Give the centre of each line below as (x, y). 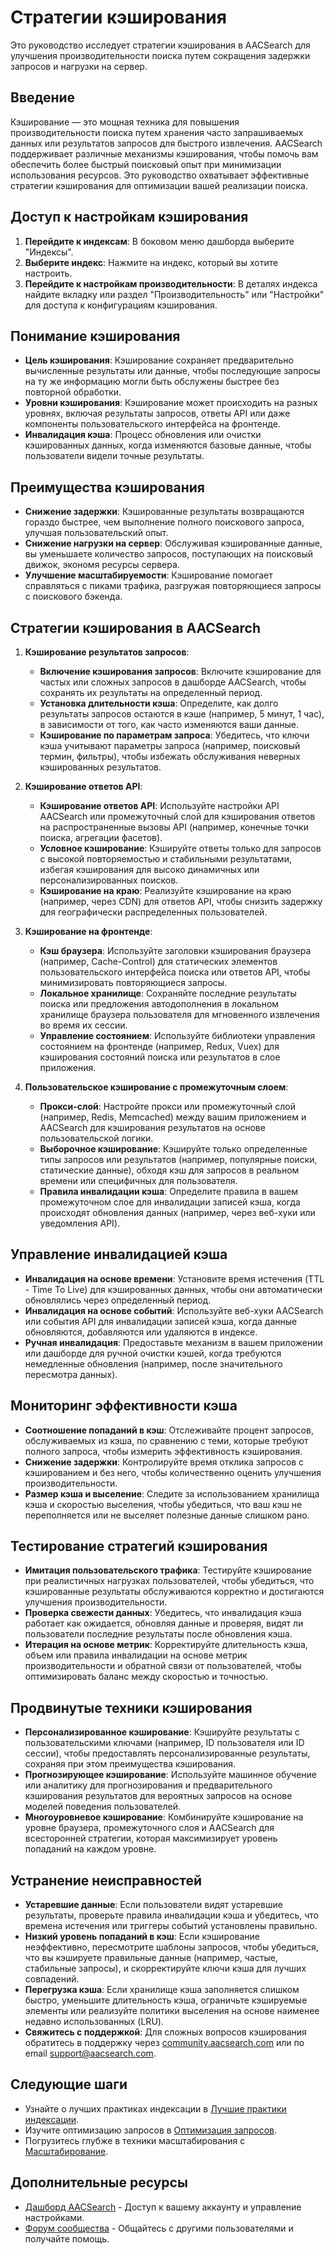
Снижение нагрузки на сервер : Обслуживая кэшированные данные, (173, 543)
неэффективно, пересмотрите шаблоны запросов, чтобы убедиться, (171, 1947)
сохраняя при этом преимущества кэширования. (130, 1764)
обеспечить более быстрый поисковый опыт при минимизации (146, 164)
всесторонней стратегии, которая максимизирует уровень (151, 1838)
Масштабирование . (66, 2151)
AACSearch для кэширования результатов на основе (152, 1127)
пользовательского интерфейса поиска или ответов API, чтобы (175, 972)
